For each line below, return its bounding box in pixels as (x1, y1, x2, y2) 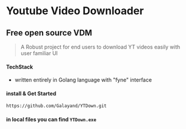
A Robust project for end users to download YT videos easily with (20, 43, 181, 50)
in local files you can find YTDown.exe (6, 115, 96, 122)
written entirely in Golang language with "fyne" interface (14, 76, 152, 83)
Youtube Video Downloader (6, 4, 144, 18)
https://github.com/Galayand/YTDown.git (6, 103, 107, 109)
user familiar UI (20, 50, 58, 57)
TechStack (6, 63, 34, 70)
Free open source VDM (6, 28, 93, 38)
